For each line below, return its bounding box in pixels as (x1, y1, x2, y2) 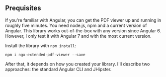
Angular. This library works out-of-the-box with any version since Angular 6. (5, 27, 162, 34)
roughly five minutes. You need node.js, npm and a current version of (5, 22, 147, 28)
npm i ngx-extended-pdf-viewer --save (5, 52, 85, 57)
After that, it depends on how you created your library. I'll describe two (5, 61, 150, 67)
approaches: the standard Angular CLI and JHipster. (5, 66, 112, 72)
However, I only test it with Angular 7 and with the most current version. (5, 33, 152, 39)
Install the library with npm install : (5, 42, 76, 49)
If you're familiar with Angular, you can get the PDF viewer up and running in (5, 17, 162, 23)
